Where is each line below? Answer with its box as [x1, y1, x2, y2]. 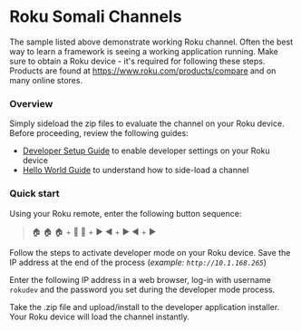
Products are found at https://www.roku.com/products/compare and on [9, 65, 277, 76]
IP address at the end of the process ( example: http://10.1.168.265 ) [9, 257, 267, 268]
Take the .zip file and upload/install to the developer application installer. [9, 301, 280, 312]
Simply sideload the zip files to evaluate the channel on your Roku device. [9, 118, 285, 129]
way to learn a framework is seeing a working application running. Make [9, 45, 279, 56]
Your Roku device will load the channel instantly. [9, 311, 190, 322]
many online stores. [9, 74, 83, 85]
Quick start [9, 188, 61, 200]
